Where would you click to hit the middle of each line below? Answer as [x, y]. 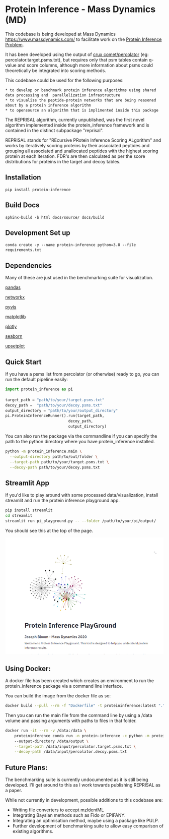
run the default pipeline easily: [36, 379]
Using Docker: [28, 668]
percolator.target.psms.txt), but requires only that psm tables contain [76, 59]
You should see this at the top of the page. [49, 530]
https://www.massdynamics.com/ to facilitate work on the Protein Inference [83, 39]
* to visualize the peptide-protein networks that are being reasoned [81, 100]
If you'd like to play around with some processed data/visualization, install [82, 495]
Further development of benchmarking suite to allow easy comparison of [88, 826]
